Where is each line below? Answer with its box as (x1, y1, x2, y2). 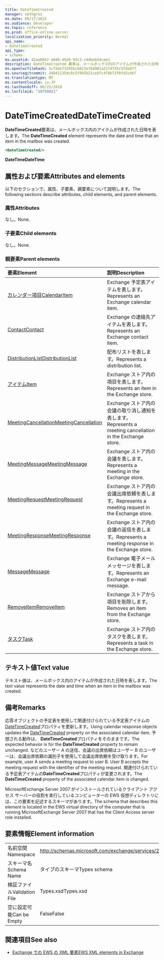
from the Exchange (106, 611, 151, 617)
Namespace (7, 851, 36, 858)
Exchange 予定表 (106, 279, 146, 285)
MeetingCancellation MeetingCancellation (7, 419, 102, 426)
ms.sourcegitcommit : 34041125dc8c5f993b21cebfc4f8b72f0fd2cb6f (5, 71, 137, 76)
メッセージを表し (106, 562, 146, 569)
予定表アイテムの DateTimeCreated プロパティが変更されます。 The (9, 770, 143, 776)
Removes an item (106, 605, 146, 611)
